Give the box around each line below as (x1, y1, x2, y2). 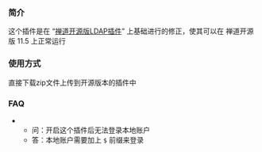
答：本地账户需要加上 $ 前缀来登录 (31, 135, 144, 144)
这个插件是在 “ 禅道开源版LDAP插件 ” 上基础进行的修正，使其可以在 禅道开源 (8, 26, 254, 36)
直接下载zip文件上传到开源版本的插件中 (8, 78, 137, 87)
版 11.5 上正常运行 (8, 36, 66, 46)
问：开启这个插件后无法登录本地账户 (31, 125, 151, 135)
